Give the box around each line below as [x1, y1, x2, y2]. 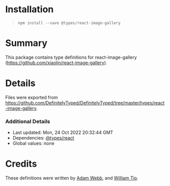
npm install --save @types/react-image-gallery [17, 20, 121, 25]
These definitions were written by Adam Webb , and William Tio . [5, 175, 138, 181]
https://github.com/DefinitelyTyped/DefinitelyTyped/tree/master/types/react [5, 99, 165, 105]
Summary [5, 37, 47, 49]
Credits [5, 158, 37, 170]
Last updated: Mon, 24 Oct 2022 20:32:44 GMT [12, 129, 114, 136]
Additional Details [5, 118, 50, 125]
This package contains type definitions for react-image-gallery [5, 54, 137, 60]
